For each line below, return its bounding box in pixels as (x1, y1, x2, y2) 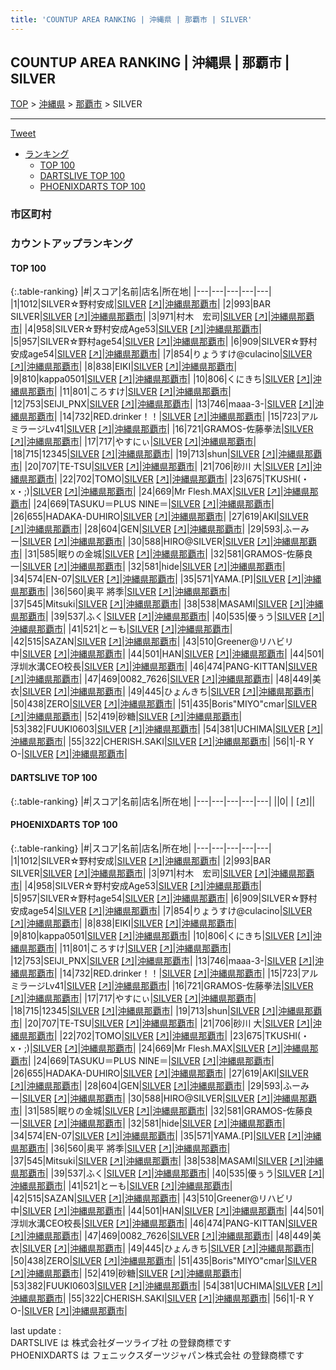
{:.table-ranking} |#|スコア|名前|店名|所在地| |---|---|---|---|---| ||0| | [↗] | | (10, 795, 316, 807)
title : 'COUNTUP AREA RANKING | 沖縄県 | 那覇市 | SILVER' (10, 14, 253, 25)
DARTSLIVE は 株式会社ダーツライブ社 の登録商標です (10, 1336, 232, 1348)
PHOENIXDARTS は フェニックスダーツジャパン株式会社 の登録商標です (10, 1349, 305, 1361)
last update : (10, 1324, 62, 1336)
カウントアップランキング (10, 237, 133, 251)
